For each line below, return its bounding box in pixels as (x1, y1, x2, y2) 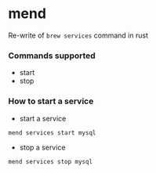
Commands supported (8, 50, 96, 61)
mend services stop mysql (8, 157, 93, 165)
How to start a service (8, 96, 94, 106)
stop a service (19, 142, 66, 152)
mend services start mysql (8, 128, 96, 137)
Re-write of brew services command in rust (8, 31, 149, 40)
